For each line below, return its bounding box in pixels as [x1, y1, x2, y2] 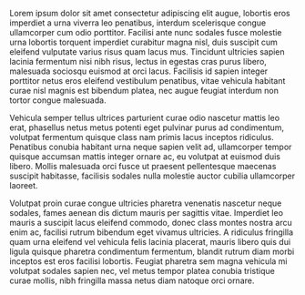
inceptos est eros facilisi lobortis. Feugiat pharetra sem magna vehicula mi [9, 256, 288, 267]
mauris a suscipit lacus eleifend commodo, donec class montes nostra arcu [9, 218, 293, 228]
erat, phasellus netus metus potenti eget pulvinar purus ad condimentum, [9, 122, 285, 133]
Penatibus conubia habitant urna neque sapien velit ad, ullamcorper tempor [9, 141, 292, 152]
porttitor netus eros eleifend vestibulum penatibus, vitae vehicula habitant [9, 76, 286, 86]
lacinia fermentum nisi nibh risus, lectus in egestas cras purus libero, [9, 56, 267, 66]
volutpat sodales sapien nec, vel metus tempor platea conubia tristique [9, 266, 275, 276]
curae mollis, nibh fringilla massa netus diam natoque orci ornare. [9, 275, 255, 286]
